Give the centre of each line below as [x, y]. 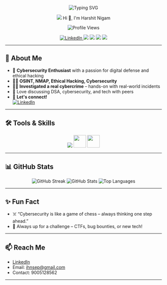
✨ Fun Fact [22, 201]
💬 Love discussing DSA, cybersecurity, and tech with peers [73, 91]
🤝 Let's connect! [30, 97]
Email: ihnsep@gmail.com [39, 268]
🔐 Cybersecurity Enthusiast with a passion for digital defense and [81, 70]
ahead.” [20, 221]
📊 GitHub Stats [29, 167]
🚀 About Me [24, 58]
